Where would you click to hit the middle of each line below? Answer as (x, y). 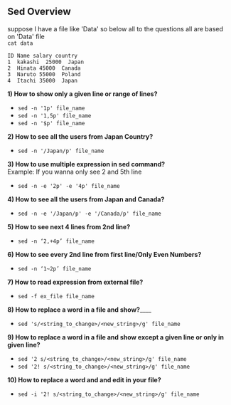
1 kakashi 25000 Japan (45, 62)
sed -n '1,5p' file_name (54, 116)
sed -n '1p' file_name (51, 108)
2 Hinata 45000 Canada (44, 68)
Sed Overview (39, 12)
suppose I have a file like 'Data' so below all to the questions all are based (116, 28)
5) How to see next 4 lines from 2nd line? (69, 226)
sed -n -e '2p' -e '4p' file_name (69, 186)
